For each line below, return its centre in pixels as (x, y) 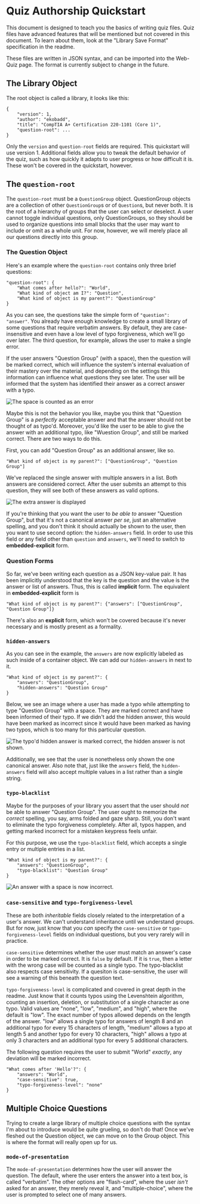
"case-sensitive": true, (48, 1080)
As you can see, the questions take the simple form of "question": (88, 314)
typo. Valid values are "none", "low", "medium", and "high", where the (92, 1009)
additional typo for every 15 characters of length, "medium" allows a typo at (99, 1028)
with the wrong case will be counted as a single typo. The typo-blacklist (95, 965)
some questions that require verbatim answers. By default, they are (89, 327)
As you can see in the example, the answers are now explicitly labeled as (95, 654)
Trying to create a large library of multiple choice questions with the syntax (99, 1123)
